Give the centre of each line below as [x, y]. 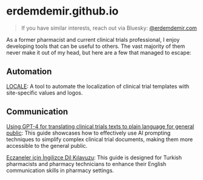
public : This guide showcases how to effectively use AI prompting [88, 133]
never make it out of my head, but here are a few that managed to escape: [99, 52]
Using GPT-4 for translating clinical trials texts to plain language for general [100, 126]
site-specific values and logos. [45, 93]
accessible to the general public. [47, 145]
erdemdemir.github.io [62, 11]
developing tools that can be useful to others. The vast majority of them [96, 46]
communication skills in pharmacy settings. [60, 170]
